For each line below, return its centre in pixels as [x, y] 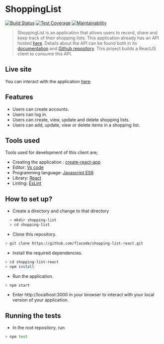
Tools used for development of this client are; [52, 152]
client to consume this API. [44, 54]
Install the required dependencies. [47, 253]
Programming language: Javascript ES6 [53, 173]
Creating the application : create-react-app [56, 162]
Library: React [27, 178]
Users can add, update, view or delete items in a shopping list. [76, 125]
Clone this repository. [34, 234]
